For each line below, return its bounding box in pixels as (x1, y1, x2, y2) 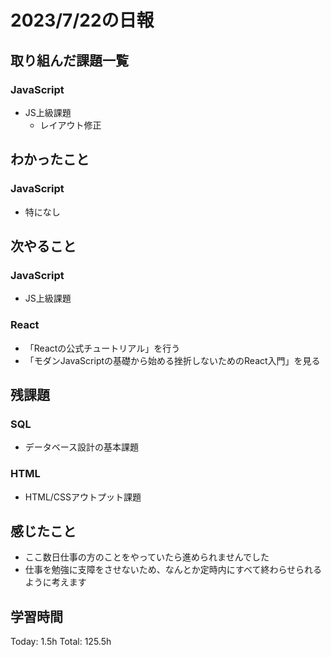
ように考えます (24, 576, 87, 588)
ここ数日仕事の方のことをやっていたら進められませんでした (24, 551, 270, 563)
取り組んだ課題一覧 (10, 52, 129, 69)
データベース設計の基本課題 (24, 441, 140, 453)
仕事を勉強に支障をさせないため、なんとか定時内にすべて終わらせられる (24, 564, 323, 576)
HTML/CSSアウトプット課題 (24, 491, 142, 503)
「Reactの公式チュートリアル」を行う (24, 342, 181, 354)
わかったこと (10, 151, 90, 168)
